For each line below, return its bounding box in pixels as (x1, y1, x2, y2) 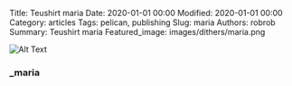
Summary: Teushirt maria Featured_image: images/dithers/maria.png (9, 27, 266, 37)
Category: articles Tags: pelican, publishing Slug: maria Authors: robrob (9, 17, 276, 28)
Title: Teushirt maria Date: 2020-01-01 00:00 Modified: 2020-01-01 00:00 (9, 8, 283, 18)
